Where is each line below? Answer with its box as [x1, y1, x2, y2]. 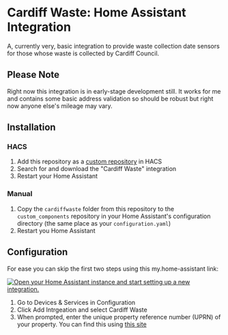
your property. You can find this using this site [16, 320, 147, 328]
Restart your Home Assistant [16, 172, 98, 180]
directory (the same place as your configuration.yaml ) [16, 219, 171, 227]
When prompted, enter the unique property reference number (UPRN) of [16, 312, 221, 321]
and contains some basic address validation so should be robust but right [7, 94, 214, 103]
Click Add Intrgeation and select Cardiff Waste [16, 306, 148, 314]
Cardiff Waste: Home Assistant [7, 5, 186, 21]
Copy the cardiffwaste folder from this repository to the [16, 204, 175, 213]
